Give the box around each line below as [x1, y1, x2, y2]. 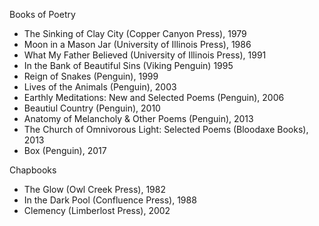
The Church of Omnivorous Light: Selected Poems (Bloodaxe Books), [23, 124, 309, 135]
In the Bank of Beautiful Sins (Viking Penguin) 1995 [23, 60, 234, 71]
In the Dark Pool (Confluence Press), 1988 [23, 194, 197, 206]
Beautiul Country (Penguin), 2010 [23, 102, 161, 114]
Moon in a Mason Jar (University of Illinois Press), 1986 [23, 39, 252, 50]
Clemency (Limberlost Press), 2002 [23, 205, 171, 216]
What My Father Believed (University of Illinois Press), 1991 [23, 49, 267, 61]
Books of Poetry [9, 9, 76, 20]
